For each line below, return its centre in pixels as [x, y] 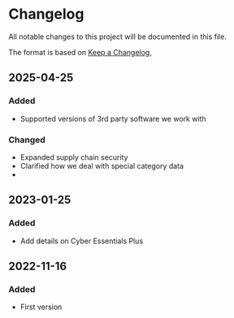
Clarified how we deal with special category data [102, 165]
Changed [27, 140]
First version [41, 307]
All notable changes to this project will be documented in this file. [118, 37]
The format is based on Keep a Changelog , [80, 52]
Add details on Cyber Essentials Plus [82, 241]
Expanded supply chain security [74, 157]
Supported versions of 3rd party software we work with [113, 118]
